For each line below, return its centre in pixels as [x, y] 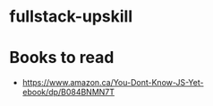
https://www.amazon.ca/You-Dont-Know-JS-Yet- [113, 83]
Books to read [62, 58]
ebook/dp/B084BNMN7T [68, 93]
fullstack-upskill [71, 17]
